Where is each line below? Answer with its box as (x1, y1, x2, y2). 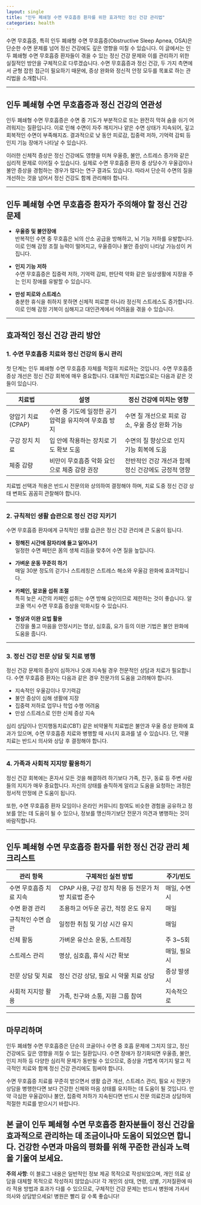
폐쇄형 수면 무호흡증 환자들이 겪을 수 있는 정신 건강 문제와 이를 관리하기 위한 (12, 52, 190, 59)
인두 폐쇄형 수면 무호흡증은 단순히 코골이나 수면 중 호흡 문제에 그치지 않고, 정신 (6, 1042, 190, 1050)
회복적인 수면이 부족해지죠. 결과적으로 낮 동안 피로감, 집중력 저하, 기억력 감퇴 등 (6, 131, 191, 139)
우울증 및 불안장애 (14, 227, 57, 235)
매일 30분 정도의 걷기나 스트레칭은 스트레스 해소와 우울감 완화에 (14, 566, 164, 574)
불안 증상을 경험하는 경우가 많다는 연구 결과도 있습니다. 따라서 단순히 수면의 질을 (6, 167, 193, 174)
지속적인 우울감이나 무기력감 (14, 687, 81, 694)
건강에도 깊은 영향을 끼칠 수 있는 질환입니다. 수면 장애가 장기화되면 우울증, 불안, (6, 1050, 191, 1057)
